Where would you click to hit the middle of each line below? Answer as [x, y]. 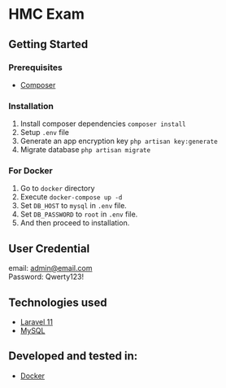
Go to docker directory [57, 189]
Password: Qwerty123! [46, 277]
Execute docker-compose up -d [71, 197]
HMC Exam [47, 14]
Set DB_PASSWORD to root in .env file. [79, 214]
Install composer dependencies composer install [103, 124]
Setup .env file [45, 133]
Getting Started [48, 44]
